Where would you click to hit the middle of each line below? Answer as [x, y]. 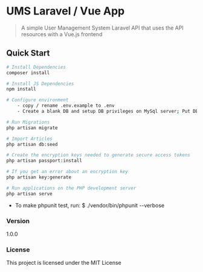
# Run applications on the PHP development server [71, 188]
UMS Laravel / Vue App [66, 11]
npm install [21, 89]
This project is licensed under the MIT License [64, 263]
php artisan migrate [32, 128]
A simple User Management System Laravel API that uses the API [102, 28]
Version [18, 221]
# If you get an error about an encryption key [67, 172]
